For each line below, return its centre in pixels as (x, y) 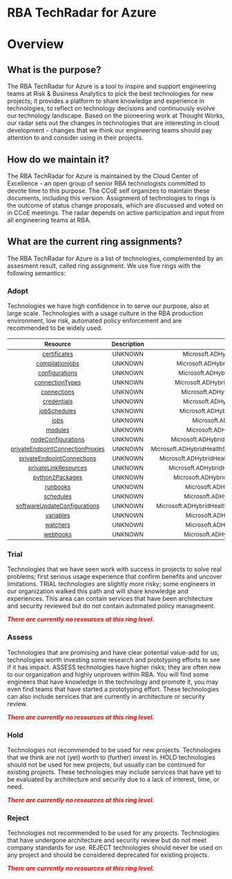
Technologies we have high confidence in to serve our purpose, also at (108, 306)
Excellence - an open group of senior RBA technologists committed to (106, 183)
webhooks (58, 534)
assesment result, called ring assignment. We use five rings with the (104, 265)
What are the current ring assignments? (95, 242)
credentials (58, 402)
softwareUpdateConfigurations (58, 506)
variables (58, 515)
